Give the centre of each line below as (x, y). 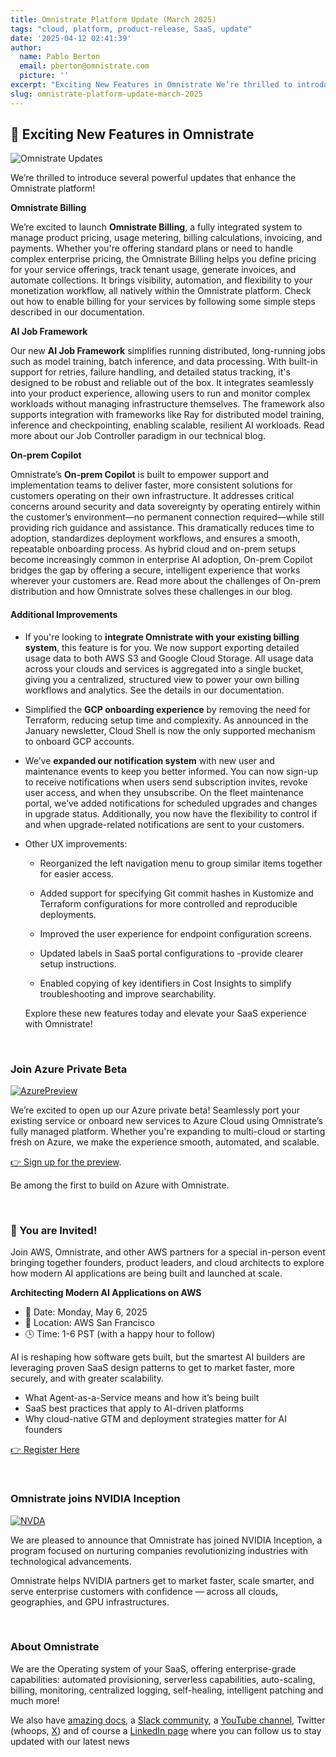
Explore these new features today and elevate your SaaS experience (165, 1013)
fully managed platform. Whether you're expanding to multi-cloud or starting (168, 1131)
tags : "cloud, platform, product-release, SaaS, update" (131, 29)
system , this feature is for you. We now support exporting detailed (162, 647)
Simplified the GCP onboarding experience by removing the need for (167, 709)
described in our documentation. (77, 312)
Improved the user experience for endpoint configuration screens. (175, 933)
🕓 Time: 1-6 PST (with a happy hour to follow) (120, 1334)
